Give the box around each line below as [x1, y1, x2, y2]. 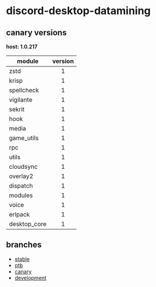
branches [6, 240, 42, 250]
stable [14, 255, 30, 262]
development [14, 274, 47, 281]
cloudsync [9, 163, 38, 171]
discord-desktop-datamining [6, 4, 151, 18]
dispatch [9, 182, 33, 189]
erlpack [9, 211, 30, 218]
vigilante [9, 96, 33, 104]
